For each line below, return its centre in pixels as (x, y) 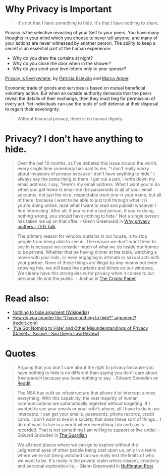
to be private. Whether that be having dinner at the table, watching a (87, 252)
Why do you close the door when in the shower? (62, 63)
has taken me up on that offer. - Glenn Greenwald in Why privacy (83, 221)
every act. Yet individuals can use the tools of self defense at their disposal (82, 103)
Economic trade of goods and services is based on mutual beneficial (75, 88)
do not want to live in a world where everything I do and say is (81, 424)
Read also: (27, 299)
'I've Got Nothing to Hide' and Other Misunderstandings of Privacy (80, 328)
